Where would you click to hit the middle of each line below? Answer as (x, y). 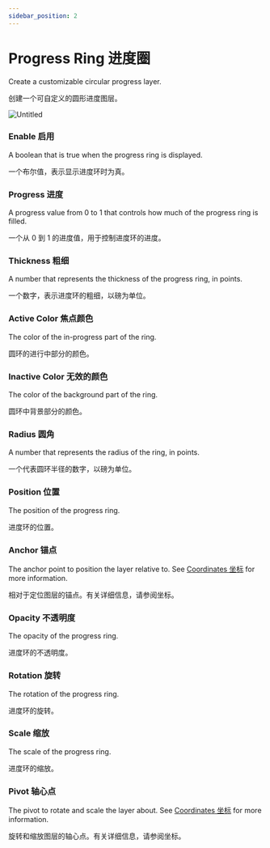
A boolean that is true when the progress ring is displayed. (106, 155)
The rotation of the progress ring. (64, 693)
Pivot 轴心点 (32, 791)
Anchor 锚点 (33, 549)
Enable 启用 (32, 137)
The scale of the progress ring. (60, 751)
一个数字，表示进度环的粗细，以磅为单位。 (79, 295)
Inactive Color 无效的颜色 (58, 376)
